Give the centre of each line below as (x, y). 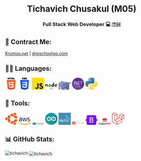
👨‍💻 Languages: (28, 69)
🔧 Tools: (18, 103)
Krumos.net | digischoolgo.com (36, 53)
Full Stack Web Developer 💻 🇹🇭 (82, 24)
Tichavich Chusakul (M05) (82, 9)
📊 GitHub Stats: (30, 139)
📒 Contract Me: (28, 42)
